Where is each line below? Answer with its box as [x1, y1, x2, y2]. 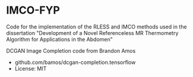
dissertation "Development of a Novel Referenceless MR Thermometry [6, 29, 179, 36]
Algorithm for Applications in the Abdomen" [6, 36, 113, 43]
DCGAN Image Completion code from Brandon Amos [6, 47, 136, 54]
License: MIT [14, 65, 47, 72]
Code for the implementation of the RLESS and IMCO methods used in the [6, 23, 187, 30]
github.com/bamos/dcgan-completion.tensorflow [14, 59, 136, 66]
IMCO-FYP [6, 4, 61, 17]
